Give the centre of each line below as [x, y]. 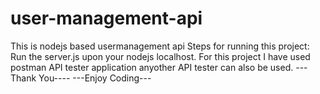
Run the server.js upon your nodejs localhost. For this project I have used [160, 56]
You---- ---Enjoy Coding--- [95, 78]
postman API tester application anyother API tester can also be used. [152, 67]
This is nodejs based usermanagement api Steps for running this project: [160, 46]
